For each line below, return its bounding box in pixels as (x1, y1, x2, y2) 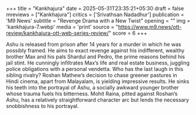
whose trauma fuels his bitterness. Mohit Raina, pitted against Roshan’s (6, 90, 178, 97)
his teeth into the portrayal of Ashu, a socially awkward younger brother (6, 84, 180, 91)
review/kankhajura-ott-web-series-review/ (6, 30, 109, 37)
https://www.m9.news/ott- (118, 23, 182, 30)
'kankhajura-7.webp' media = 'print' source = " (6, 23, 119, 30)
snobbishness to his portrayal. (6, 103, 79, 109)
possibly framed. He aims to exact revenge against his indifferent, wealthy (6, 47, 185, 54)
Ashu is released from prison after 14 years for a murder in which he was (6, 41, 181, 48)
